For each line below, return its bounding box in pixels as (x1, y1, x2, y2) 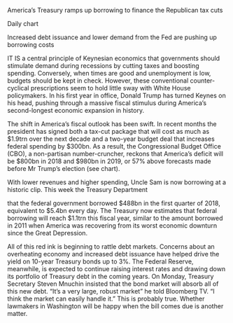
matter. (7, 310, 28, 317)
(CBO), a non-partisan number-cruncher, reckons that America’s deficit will (7, 150, 224, 158)
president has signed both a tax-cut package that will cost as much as (7, 128, 210, 135)
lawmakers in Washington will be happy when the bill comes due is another (7, 302, 224, 310)
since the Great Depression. (7, 229, 88, 237)
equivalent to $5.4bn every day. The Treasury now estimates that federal (7, 207, 217, 214)
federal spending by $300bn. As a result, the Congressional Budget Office (7, 142, 222, 150)
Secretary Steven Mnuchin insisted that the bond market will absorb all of (7, 280, 219, 288)
